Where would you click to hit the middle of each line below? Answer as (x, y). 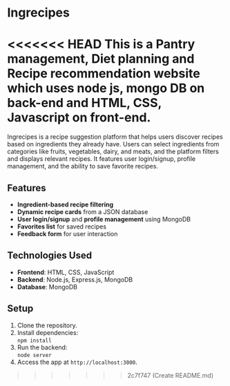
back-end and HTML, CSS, (85, 103)
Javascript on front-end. (79, 118)
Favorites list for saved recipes (62, 226)
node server (34, 355)
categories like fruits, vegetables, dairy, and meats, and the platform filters (113, 152)
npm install (34, 340)
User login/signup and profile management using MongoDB (104, 219)
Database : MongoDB (47, 287)
